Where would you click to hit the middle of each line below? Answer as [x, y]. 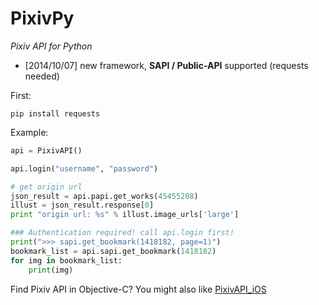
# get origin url [46, 187]
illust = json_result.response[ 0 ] [82, 205]
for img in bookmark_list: [66, 260]
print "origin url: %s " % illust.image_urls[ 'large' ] [125, 215]
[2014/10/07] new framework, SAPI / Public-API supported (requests [166, 65]
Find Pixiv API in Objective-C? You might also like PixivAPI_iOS [138, 289]
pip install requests [55, 113]
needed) [42, 76]
